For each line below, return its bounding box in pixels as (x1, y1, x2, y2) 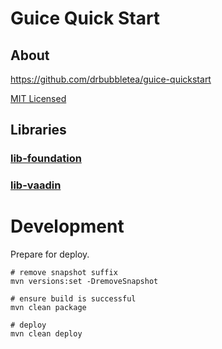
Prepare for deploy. (10, 248, 90, 261)
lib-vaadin (10, 178, 62, 192)
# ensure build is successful (10, 294, 137, 304)
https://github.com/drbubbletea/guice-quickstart (10, 73, 212, 85)
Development (10, 215, 125, 238)
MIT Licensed (10, 93, 67, 104)
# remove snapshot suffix (10, 268, 118, 278)
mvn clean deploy (10, 329, 83, 339)
